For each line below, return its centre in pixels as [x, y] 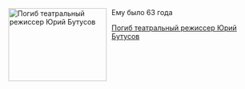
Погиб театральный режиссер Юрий [175, 28]
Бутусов [126, 36]
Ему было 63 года [142, 12]
